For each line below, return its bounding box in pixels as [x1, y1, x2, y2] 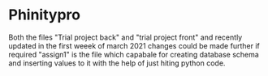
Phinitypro [8, 6, 81, 24]
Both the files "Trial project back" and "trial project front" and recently [8, 32, 243, 42]
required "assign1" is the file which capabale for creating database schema [8, 49, 260, 59]
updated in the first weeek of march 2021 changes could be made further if [8, 40, 260, 50]
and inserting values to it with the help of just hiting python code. [8, 58, 226, 68]
